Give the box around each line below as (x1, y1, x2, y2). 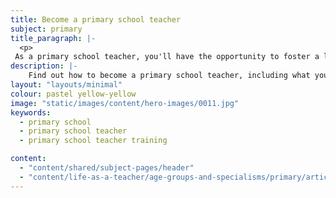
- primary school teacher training (19, 136, 168, 146)
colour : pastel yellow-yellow (10, 89, 137, 99)
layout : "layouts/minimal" (10, 80, 123, 90)
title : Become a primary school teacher (10, 14, 182, 25)
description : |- (10, 61, 78, 71)
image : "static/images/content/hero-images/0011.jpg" (10, 98, 240, 108)
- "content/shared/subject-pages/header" (19, 163, 195, 173)
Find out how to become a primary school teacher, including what (28, 71, 311, 81)
